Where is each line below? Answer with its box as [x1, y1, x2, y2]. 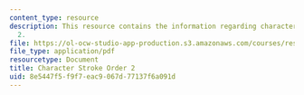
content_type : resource [9, 13, 100, 23]
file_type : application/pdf [9, 47, 116, 56]
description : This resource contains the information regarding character [9, 22, 298, 31]
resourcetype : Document [9, 55, 100, 64]
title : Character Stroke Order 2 [9, 64, 136, 73]
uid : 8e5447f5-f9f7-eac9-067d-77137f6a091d [9, 72, 176, 81]
